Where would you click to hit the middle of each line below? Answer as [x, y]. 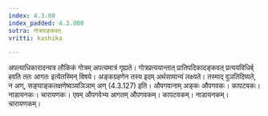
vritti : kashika [35, 38]
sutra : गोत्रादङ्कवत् [35, 30]
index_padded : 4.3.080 [46, 23]
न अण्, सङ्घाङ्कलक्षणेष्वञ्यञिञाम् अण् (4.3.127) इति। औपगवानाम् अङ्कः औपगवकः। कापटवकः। [134, 86]
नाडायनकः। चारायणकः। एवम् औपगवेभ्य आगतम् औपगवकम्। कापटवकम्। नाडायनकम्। [119, 95]
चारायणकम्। [25, 104]
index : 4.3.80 [32, 16]
